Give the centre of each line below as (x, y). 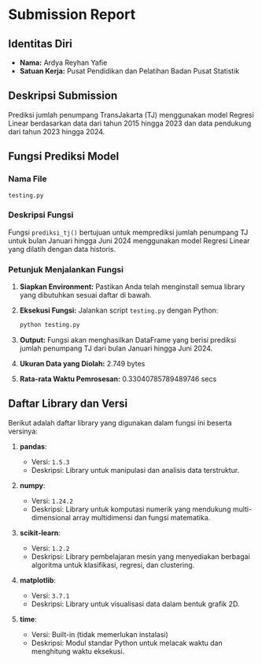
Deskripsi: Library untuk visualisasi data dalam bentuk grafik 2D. (135, 604)
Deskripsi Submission (63, 96)
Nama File (28, 179)
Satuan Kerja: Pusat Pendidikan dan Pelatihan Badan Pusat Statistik (129, 71)
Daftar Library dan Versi (68, 404)
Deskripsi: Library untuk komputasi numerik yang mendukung (131, 509)
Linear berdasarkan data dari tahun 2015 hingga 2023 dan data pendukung (130, 123)
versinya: (23, 431)
